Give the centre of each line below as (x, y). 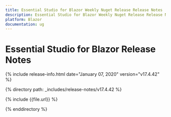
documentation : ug (25, 24)
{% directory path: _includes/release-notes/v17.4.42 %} (64, 90)
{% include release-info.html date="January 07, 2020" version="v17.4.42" (82, 74)
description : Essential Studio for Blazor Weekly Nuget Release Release (84, 15)
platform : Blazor (24, 19)
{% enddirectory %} (26, 109)
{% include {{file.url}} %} (32, 99)
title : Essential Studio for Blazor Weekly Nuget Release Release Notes (84, 10)
